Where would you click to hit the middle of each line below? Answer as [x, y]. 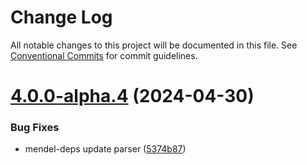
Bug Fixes [35, 128]
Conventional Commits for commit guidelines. [104, 55]
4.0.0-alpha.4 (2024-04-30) [132, 96]
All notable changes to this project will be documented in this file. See [154, 45]
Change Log [61, 17]
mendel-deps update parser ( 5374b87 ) [105, 149]
